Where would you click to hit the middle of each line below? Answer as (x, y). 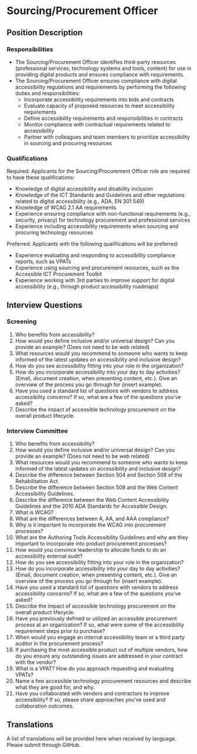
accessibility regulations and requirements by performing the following (101, 87)
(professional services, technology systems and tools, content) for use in (103, 68)
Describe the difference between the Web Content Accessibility (92, 500)
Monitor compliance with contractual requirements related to (97, 124)
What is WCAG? (34, 512)
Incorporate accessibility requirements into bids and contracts (99, 99)
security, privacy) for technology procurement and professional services (103, 220)
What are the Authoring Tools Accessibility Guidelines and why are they (101, 537)
